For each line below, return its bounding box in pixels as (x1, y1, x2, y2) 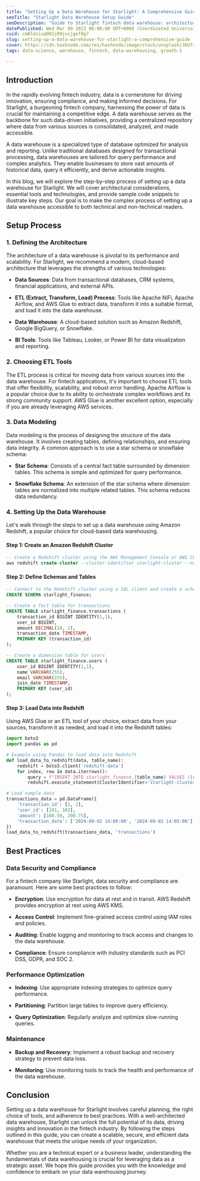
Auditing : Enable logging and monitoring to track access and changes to (14, 931, 193, 938)
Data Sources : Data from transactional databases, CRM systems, (14, 276, 175, 283)
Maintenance (6, 1035, 46, 1043)
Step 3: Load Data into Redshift (6, 704, 85, 712)
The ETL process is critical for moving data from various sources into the (6, 371, 185, 379)
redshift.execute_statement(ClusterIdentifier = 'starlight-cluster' (27, 780, 198, 786)
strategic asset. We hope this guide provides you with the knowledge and (6, 1162, 186, 1169)
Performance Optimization (6, 970, 85, 978)
